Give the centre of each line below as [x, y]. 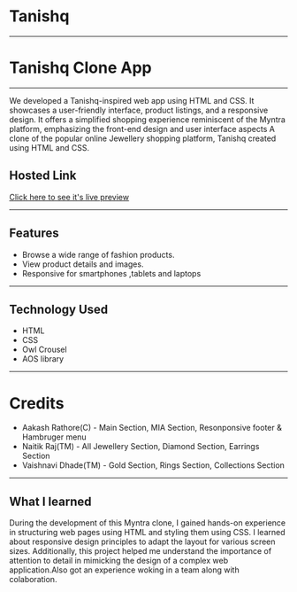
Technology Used [59, 309]
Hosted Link [43, 176]
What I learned [50, 501]
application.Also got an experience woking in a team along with [125, 570]
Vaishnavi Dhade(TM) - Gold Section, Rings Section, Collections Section [153, 465]
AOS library [43, 359]
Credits [37, 403]
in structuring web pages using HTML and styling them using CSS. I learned [147, 533]
